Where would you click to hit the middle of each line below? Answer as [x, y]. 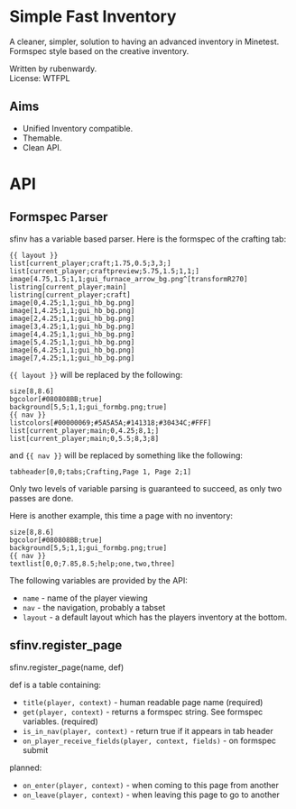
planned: [26, 768]
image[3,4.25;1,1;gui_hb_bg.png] [72, 326]
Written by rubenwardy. [53, 69]
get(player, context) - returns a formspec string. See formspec [143, 712]
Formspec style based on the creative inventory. [99, 51]
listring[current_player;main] [68, 287]
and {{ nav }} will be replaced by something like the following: [126, 455]
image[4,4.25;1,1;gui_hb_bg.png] [72, 334]
